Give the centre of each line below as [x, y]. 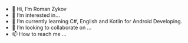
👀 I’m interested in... [36, 15]
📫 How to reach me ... [39, 34]
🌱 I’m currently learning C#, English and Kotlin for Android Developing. [97, 21]
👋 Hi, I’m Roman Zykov [39, 9]
